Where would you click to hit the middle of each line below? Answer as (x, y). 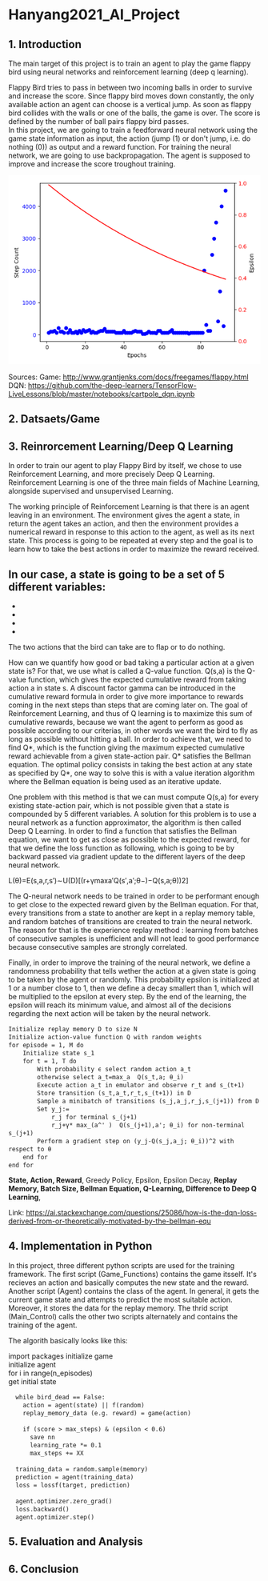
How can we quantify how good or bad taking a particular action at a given (131, 662)
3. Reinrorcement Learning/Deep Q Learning (121, 446)
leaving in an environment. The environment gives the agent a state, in (124, 515)
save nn (42, 1437)
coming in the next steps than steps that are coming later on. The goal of (128, 705)
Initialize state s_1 (58, 1054)
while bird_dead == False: (60, 1397)
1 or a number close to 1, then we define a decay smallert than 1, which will (131, 988)
